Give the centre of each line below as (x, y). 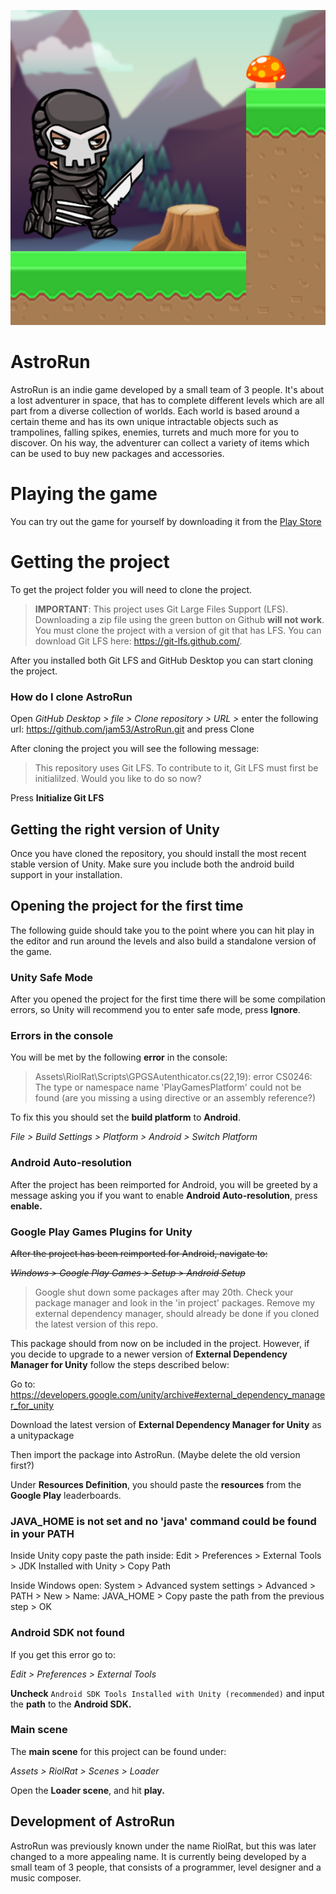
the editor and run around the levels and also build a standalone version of (163, 941)
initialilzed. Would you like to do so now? (118, 779)
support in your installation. (66, 874)
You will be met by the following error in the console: (119, 1057)
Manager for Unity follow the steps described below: (120, 1364)
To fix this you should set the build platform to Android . (125, 1117)
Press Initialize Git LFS (57, 798)
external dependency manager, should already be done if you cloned (177, 1313)
